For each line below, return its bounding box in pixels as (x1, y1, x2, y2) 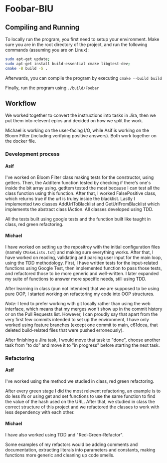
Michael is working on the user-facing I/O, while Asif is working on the (5, 127, 150, 133)
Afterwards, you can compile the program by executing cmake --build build (5, 75, 162, 81)
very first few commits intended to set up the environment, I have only (5, 316, 150, 322)
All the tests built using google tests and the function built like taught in (5, 216, 151, 222)
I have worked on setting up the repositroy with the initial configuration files (5, 244, 161, 250)
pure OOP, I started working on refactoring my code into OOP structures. (5, 291, 155, 297)
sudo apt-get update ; (5, 57, 50, 62)
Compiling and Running (5, 23, 80, 32)
